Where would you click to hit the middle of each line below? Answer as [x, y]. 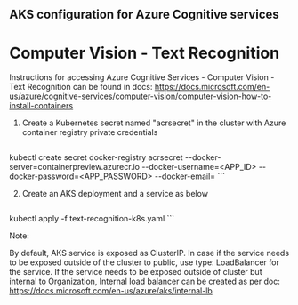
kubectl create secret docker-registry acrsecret [97, 157]
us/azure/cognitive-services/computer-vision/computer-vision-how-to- [141, 96]
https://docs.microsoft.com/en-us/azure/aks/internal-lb [111, 291]
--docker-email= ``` [189, 176]
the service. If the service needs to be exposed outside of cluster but [136, 272]
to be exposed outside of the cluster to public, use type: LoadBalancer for [145, 262]
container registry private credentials [90, 132]
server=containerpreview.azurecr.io [75, 167]
